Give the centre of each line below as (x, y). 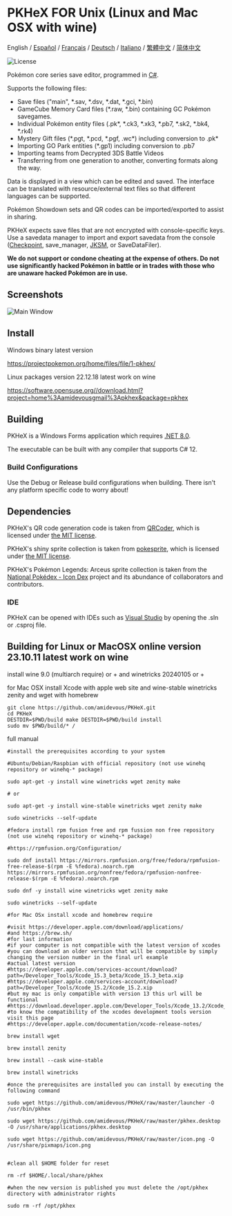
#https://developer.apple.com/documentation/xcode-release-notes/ (105, 1024)
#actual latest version (41, 963)
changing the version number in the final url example (88, 957)
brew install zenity (37, 1048)
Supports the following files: (47, 88)
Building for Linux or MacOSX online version (104, 646)
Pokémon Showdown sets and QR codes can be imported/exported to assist (116, 209)
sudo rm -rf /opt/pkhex (41, 1206)
